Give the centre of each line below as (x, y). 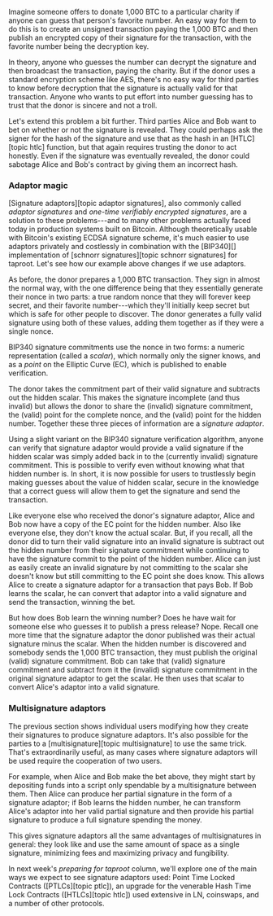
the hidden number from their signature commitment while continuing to (129, 550)
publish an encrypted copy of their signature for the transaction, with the (130, 37)
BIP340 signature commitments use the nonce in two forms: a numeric (127, 347)
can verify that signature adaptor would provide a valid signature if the (126, 448)
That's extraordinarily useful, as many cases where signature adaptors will (133, 752)
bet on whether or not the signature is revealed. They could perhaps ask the (136, 130)
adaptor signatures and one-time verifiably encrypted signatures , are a (128, 212)
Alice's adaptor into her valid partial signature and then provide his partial (131, 811)
